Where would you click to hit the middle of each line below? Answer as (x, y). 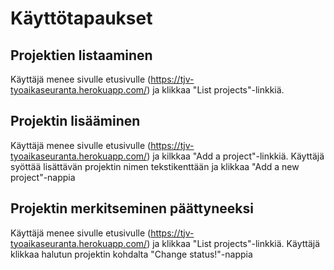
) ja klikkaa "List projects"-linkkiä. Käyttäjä (233, 243)
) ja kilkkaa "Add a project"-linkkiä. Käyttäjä (235, 156)
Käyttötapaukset (81, 18)
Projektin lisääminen (75, 121)
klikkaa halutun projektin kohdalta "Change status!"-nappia (131, 254)
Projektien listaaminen (81, 55)
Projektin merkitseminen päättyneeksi (132, 208)
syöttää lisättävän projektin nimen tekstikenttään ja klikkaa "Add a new (155, 166)
